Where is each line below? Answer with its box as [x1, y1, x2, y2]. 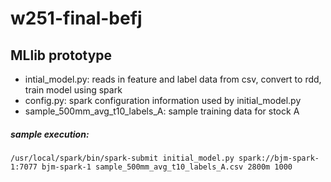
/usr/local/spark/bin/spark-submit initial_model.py [10, 153, 235, 163]
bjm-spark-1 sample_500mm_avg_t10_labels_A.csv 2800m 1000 [41, 162, 293, 172]
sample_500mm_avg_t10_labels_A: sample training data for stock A [24, 105, 300, 117]
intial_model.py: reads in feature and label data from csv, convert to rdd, [24, 73, 322, 85]
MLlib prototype [10, 47, 113, 64]
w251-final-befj [10, 7, 143, 30]
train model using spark [24, 84, 123, 96]
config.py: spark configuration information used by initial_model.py [24, 95, 302, 106]
